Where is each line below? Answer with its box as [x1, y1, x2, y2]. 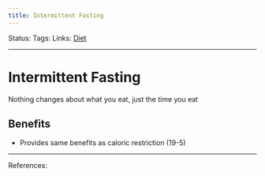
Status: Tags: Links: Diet [8, 33, 87, 43]
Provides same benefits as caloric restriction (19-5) [19, 138, 186, 148]
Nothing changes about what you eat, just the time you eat [8, 94, 199, 103]
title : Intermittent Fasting [8, 11, 104, 20]
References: [8, 161, 47, 170]
